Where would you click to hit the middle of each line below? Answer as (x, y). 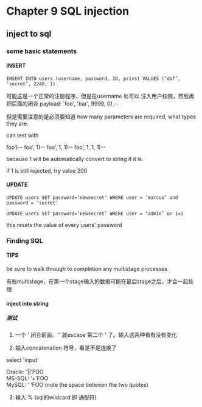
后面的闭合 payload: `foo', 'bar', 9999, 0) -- (65, 103)
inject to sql (29, 34)
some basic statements (42, 51)
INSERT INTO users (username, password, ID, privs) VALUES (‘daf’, (94, 78)
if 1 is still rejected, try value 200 (47, 171)
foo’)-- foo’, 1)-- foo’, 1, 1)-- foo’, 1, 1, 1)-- (56, 147)
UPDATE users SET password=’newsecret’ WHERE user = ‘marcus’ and (92, 197)
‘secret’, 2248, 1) (31, 84)
